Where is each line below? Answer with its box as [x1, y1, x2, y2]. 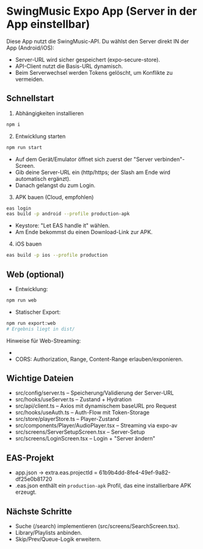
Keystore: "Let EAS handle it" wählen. [15, 222, 110, 229]
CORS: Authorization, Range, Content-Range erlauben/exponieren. [15, 355, 183, 363]
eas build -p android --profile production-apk [6, 211, 130, 217]
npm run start [6, 144, 43, 151]
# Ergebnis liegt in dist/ [6, 326, 75, 332]
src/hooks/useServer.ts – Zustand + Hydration [15, 396, 132, 403]
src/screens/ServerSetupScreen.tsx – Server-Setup [15, 428, 146, 436]
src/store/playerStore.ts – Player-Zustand [15, 415, 119, 423]
